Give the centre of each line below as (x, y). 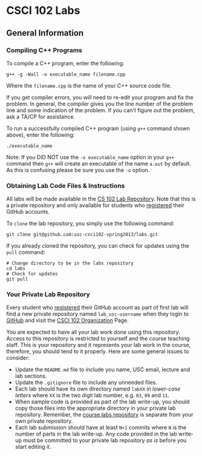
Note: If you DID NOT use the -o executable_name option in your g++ (90, 157)
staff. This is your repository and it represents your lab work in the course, (99, 345)
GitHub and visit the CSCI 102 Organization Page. (67, 320)
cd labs (16, 269)
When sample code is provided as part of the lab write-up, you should (102, 402)
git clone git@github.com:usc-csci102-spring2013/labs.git (82, 235)
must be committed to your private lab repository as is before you (105, 440)
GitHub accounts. (28, 212)
